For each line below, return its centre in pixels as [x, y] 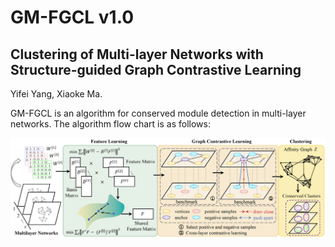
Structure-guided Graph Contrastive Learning [156, 69]
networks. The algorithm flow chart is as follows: [110, 124]
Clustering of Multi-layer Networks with [137, 54]
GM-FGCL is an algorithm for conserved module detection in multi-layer [158, 113]
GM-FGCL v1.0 [72, 17]
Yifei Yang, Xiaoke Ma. [56, 94]
